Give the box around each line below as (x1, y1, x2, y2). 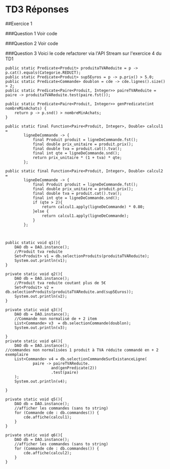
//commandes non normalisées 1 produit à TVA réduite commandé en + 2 (5, 347, 159, 352)
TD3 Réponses (5, 4, 69, 15)
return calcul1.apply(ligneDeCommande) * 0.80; (41, 204, 145, 209)
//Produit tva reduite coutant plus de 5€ (14, 280, 106, 285)
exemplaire (5, 352, 29, 357)
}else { (32, 209, 50, 214)
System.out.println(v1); (14, 258, 67, 263)
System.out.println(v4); (14, 378, 67, 384)
